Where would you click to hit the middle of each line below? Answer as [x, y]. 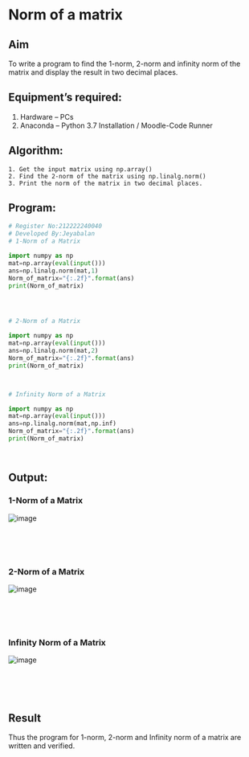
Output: [28, 478]
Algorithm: [36, 151]
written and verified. [42, 746]
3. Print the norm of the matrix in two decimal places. [106, 183]
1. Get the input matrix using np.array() [80, 169]
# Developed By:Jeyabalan [51, 234]
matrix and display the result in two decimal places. [93, 72]
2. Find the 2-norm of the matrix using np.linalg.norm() [107, 176]
